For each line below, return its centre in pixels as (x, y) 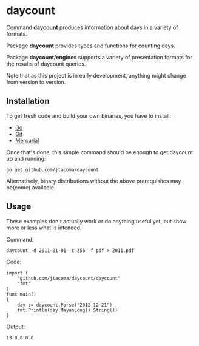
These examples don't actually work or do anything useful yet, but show (96, 221)
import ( (17, 273)
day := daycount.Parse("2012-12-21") (65, 305)
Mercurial (27, 140)
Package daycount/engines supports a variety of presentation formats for (99, 57)
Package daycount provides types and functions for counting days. (91, 46)
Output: (16, 327)
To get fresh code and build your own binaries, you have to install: (89, 115)
